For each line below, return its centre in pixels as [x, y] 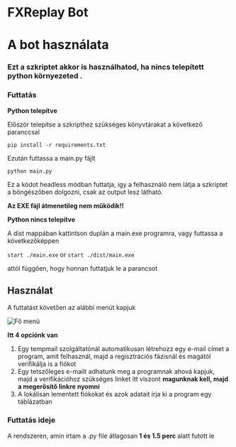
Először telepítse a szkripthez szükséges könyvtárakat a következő [105, 124]
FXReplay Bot [48, 12]
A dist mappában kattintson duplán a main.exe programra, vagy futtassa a [115, 233]
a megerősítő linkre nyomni [58, 387]
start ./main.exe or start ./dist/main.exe [71, 254]
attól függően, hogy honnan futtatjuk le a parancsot [83, 268]
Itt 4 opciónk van [33, 335]
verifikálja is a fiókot [47, 364]
